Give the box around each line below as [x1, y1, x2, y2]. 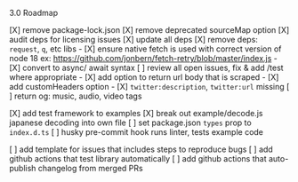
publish [9, 163, 36, 173]
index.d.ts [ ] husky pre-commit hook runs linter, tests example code [9, 127, 264, 137]
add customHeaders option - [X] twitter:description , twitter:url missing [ [9, 82, 290, 91]
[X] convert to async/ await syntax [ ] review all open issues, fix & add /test [9, 62, 284, 73]
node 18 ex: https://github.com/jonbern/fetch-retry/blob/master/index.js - [9, 53, 278, 63]
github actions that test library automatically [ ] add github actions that [9, 154, 267, 163]
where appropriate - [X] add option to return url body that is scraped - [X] [9, 72, 279, 83]
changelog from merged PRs [37, 163, 144, 173]
